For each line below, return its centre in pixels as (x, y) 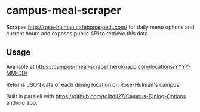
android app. (22, 102)
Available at (20, 66)
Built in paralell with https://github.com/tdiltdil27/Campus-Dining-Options (96, 96)
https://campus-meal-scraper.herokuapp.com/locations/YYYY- (113, 66)
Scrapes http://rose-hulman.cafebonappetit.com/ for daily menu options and (100, 27)
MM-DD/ (17, 73)
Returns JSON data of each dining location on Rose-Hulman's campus (93, 84)
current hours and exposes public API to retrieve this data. (78, 33)
